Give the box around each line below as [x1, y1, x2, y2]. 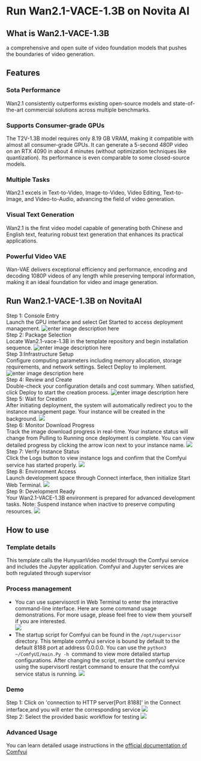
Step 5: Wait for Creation [6, 395, 67, 402]
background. [6, 415, 38, 422]
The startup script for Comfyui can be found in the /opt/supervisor [14, 631, 182, 638]
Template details [6, 543, 56, 551]
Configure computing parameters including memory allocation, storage [6, 356, 182, 364]
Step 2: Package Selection [6, 331, 71, 338]
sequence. [6, 344, 33, 351]
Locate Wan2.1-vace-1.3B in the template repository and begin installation [6, 337, 188, 344]
